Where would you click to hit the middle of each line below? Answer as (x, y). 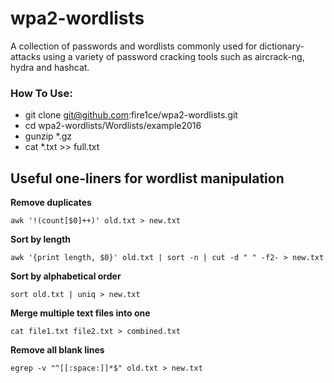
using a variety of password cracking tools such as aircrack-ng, (173, 56)
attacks (26, 56)
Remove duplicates (51, 203)
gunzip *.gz (48, 136)
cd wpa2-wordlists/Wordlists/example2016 (113, 126)
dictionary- (282, 46)
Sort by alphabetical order (66, 276)
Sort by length (41, 239)
